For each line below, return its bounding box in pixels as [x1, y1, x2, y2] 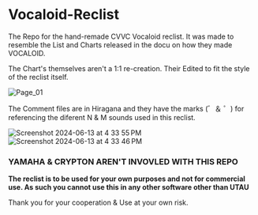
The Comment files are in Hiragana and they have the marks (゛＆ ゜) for [8, 104, 245, 113]
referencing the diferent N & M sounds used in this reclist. [8, 112, 196, 122]
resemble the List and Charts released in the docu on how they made [8, 40, 233, 49]
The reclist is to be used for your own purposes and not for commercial [8, 174, 246, 183]
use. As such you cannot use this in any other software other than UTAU [8, 183, 250, 192]
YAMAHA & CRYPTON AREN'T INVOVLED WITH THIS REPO [8, 156, 238, 167]
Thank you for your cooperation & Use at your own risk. [8, 198, 189, 207]
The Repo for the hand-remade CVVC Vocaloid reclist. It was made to [8, 32, 234, 41]
